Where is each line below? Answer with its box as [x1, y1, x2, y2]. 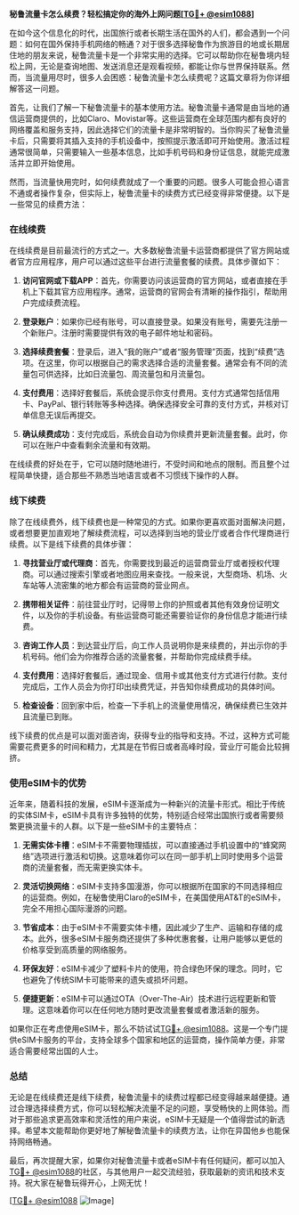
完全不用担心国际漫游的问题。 [21, 903, 132, 913]
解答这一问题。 [9, 84, 64, 93]
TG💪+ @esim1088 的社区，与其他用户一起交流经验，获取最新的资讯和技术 [9, 1166, 278, 1178]
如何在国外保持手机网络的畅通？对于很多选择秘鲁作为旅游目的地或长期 [24, 39, 282, 49]
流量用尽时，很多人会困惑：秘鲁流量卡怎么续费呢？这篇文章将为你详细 [32, 72, 290, 83]
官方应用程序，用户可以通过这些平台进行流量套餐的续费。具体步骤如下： [16, 256, 282, 267]
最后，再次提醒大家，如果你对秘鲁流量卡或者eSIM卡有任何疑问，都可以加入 [9, 1155, 286, 1166]
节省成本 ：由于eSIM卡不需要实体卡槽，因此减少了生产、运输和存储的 [21, 921, 276, 933]
